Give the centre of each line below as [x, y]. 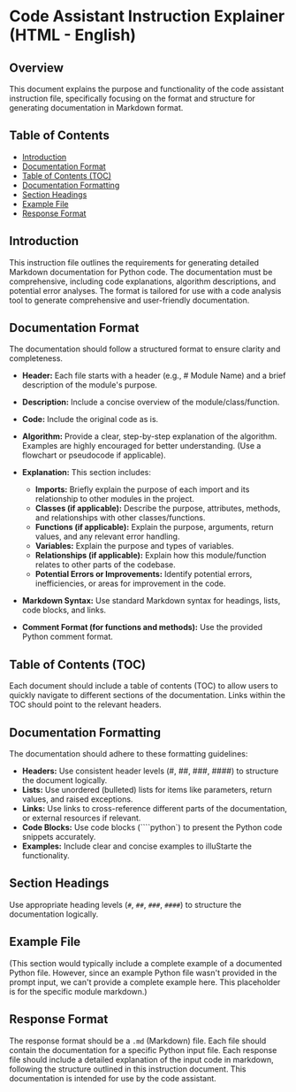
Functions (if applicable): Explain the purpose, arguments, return [154, 527]
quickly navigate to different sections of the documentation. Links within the [147, 696]
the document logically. [65, 781]
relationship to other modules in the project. [114, 499]
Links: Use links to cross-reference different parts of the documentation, [154, 809]
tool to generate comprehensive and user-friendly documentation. [129, 300]
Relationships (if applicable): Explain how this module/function [151, 556]
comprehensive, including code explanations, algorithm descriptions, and [143, 281]
